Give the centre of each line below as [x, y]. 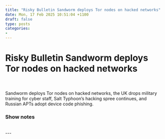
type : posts [18, 24]
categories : [18, 29]
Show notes [20, 117]
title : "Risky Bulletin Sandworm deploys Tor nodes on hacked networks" [83, 10]
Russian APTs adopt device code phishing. [50, 104]
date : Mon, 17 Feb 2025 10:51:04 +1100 [47, 15]
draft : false [19, 19]
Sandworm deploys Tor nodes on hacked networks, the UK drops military [81, 93]
